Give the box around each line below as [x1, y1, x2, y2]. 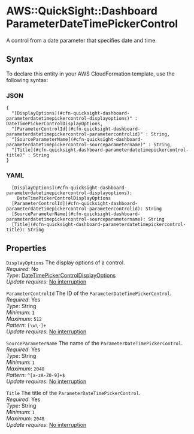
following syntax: [6, 76, 48, 83]
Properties [6, 243, 47, 253]
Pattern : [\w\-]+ [6, 322, 47, 329]
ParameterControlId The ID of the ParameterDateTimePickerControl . [6, 290, 172, 297]
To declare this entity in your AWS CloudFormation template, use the [6, 70, 175, 77]
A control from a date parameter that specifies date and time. [6, 37, 157, 44]
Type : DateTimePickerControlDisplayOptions [6, 272, 116, 279]
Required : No [6, 266, 39, 273]
